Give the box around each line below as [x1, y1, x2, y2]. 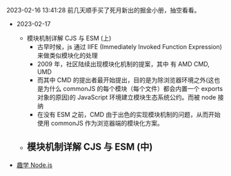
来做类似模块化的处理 [37, 51, 98, 59]
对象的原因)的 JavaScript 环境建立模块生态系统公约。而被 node [37, 93, 217, 101]
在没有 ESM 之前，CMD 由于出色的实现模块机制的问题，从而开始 [37, 110, 221, 119]
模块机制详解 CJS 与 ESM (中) [26, 141, 153, 153]
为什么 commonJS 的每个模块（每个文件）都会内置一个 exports [43, 85, 223, 92]
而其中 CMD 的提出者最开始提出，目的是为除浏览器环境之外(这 [37, 76, 214, 84]
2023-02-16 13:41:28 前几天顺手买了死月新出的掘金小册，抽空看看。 [6, 6, 201, 14]
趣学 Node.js [16, 161, 53, 169]
